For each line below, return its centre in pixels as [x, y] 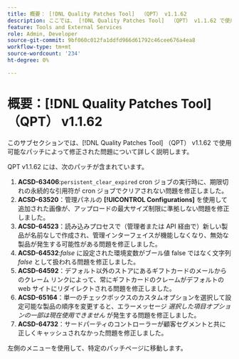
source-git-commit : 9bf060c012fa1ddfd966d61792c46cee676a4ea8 [101, 41]
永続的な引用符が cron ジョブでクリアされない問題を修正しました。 [129, 191]
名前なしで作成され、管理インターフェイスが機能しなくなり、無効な [129, 235]
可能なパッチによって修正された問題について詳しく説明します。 [100, 151]
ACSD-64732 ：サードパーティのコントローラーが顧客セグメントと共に [122, 323]
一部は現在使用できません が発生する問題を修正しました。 [115, 315]
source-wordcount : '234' [44, 54]
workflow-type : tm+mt [39, 47]
